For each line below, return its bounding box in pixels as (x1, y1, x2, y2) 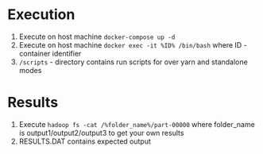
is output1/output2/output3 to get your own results (18, 128, 184, 137)
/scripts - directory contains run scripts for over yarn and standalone (18, 57, 248, 67)
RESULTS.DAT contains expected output (18, 137, 152, 146)
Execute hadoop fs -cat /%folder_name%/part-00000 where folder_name (18, 119, 255, 129)
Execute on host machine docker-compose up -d (18, 32, 176, 41)
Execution (7, 6, 75, 24)
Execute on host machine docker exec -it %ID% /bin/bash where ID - (18, 40, 247, 49)
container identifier (18, 48, 82, 58)
